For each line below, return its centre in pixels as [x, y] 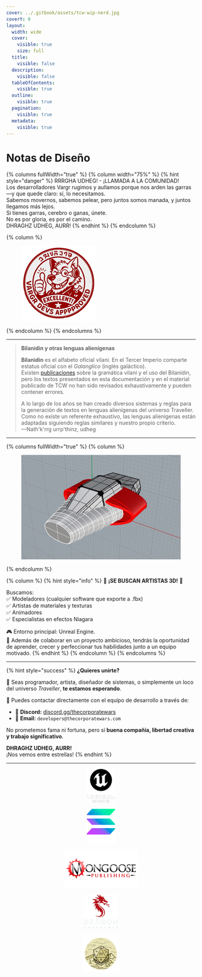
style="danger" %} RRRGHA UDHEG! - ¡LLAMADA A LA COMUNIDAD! [93, 181]
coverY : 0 [19, 19]
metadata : [24, 121]
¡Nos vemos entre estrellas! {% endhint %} [59, 754]
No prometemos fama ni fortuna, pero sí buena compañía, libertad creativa [100, 730]
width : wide [27, 32]
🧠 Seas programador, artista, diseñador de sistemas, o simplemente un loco [100, 682]
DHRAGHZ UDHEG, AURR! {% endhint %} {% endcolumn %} [81, 226]
